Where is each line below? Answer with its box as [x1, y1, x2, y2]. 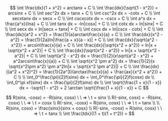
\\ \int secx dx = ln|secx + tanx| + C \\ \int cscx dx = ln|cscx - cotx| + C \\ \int [5, 26, 163, 32]
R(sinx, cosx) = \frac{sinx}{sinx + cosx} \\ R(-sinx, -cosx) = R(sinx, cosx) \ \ [6, 105, 162, 111]
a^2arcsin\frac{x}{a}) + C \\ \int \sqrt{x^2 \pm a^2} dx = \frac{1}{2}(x [13, 58, 155, 64]
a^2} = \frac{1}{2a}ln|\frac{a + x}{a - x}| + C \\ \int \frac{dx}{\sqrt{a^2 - [10, 37, 158, 43]
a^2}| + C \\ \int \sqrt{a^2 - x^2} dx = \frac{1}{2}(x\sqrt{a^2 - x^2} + [14, 53, 154, 59]
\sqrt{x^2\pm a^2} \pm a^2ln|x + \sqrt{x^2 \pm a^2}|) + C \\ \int [9, 63, 139, 69]
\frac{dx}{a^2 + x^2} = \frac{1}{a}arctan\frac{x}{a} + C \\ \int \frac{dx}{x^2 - [5, 32, 163, 37]
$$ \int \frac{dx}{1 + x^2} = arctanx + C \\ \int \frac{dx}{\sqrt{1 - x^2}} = [10, 5, 158, 11]
